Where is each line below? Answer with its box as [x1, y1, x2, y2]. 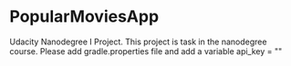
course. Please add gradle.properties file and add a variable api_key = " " [9, 45, 283, 56]
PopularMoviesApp [9, 6, 160, 27]
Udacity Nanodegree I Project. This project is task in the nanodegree [9, 36, 267, 47]
